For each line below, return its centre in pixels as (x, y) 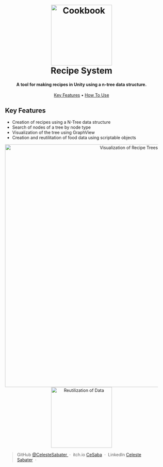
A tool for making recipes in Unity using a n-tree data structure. (81, 84)
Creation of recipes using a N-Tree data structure (61, 122)
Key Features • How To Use (81, 95)
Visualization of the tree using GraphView (53, 133)
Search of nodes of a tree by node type (51, 127)
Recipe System (81, 71)
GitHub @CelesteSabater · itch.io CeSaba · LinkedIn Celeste (79, 455)
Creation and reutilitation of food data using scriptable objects (74, 138)
